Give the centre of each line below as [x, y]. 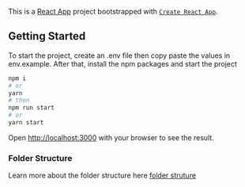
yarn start [26, 123]
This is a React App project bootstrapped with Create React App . [113, 11]
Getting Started [47, 36]
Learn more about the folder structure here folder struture [102, 176]
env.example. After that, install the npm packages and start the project [122, 63]
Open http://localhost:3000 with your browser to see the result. [111, 137]
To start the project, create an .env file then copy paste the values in [119, 55]
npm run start [32, 108]
